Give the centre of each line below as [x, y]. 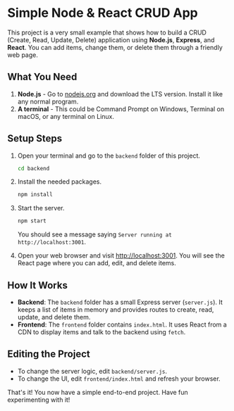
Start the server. [41, 208]
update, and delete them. [54, 317]
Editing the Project [49, 354]
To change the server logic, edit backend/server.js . [92, 371]
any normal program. [48, 101]
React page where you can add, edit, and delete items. [97, 263]
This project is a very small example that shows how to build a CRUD [107, 32]
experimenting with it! [39, 400]
